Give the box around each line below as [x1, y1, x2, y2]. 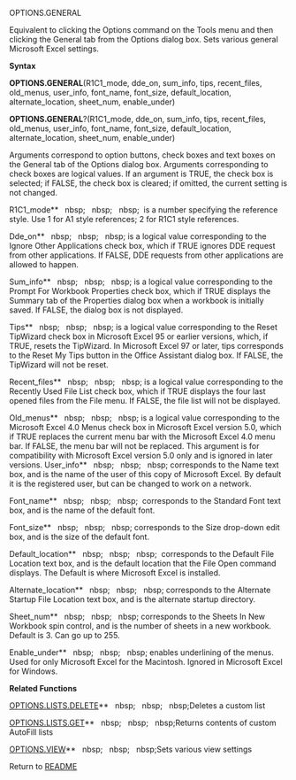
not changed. [9, 188, 57, 197]
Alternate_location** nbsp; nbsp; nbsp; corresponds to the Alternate [9, 584, 271, 595]
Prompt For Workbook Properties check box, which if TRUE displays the [9, 286, 271, 296]
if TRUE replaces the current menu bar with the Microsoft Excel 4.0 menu [9, 431, 276, 442]
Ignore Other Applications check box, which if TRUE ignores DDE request [9, 241, 276, 251]
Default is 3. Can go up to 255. [9, 630, 121, 640]
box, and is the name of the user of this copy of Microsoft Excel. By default [9, 469, 282, 479]
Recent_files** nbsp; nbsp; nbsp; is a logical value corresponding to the [9, 376, 284, 387]
